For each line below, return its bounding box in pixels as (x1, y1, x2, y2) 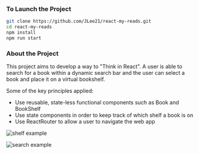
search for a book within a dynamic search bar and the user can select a (6, 70, 185, 77)
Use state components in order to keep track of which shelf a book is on (14, 111, 194, 119)
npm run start (6, 35, 42, 41)
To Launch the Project (6, 5, 71, 13)
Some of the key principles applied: (6, 87, 94, 95)
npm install (6, 29, 36, 36)
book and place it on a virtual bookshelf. (6, 76, 105, 83)
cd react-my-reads (6, 24, 52, 30)
